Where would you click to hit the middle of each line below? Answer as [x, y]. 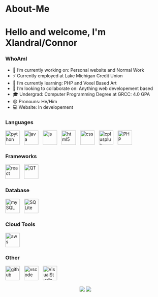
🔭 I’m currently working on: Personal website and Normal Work [78, 70]
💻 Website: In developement [43, 107]
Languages [20, 122]
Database [17, 190]
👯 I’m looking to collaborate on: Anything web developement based [83, 88]
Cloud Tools [20, 224]
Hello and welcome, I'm [56, 32]
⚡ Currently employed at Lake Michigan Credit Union [68, 76]
